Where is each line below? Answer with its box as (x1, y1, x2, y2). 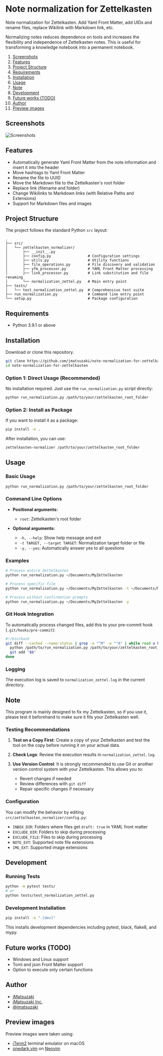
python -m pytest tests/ (5, 884, 56, 889)
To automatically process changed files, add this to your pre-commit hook (5, 622, 153, 627)
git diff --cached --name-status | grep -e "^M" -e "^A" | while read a (5, 641, 155, 646)
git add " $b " (10, 650, 36, 655)
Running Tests (5, 873, 40, 880)
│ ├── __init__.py (5, 249, 56, 254)
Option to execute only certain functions (12, 967, 93, 973)
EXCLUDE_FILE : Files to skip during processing (12, 834, 103, 840)
